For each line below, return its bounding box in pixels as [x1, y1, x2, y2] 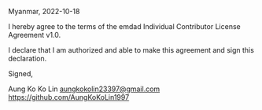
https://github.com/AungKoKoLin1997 [8, 93, 130, 101]
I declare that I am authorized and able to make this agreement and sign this [8, 46, 254, 54]
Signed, [8, 69, 33, 78]
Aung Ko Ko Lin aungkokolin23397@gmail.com [8, 84, 161, 93]
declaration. [8, 54, 47, 63]
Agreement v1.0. [8, 31, 61, 39]
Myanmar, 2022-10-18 [8, 7, 80, 16]
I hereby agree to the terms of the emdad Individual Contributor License [8, 22, 242, 31]
